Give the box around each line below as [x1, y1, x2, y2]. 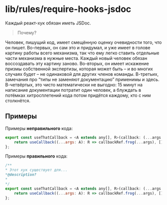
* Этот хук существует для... [5, 168, 68, 173]
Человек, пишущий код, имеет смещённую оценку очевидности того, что [5, 39, 162, 45]
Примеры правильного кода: [5, 153, 68, 159]
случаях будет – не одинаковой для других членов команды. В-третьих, [5, 71, 159, 77]
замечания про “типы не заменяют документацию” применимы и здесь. [5, 76, 160, 82]
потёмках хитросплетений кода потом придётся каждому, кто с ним [5, 92, 151, 98]
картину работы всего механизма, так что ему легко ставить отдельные [5, 50, 160, 56]
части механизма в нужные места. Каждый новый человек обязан [5, 55, 148, 61]
